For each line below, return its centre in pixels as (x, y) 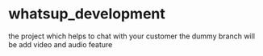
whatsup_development (87, 14)
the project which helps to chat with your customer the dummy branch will (132, 36)
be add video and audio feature (61, 44)
